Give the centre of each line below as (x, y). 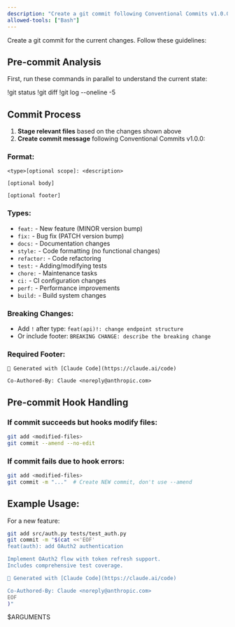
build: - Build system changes (62, 295)
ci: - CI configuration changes (62, 280)
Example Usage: (43, 504)
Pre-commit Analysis (54, 62)
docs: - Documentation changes (64, 243)
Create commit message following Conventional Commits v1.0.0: (111, 139)
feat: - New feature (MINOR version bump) (80, 229)
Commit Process (44, 114)
